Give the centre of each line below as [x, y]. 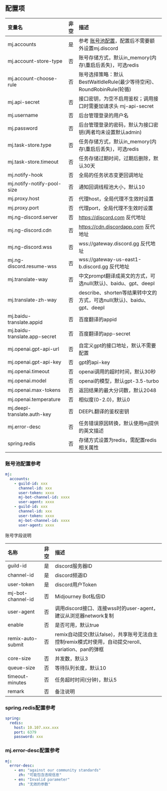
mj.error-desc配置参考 [33, 751]
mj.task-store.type [30, 145]
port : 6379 [25, 732]
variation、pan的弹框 [79, 649]
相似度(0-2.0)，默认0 [104, 399]
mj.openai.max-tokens [34, 390]
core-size [19, 658]
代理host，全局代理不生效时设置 [116, 198]
